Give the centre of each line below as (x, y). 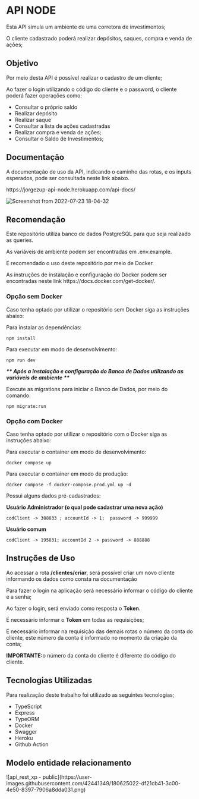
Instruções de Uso (41, 559)
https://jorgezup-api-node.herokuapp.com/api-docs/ (71, 189)
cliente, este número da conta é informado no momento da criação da (91, 637)
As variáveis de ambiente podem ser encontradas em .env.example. (89, 252)
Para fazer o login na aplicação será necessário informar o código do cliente (99, 590)
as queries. (20, 240)
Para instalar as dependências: (44, 327)
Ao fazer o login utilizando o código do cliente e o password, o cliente (91, 89)
